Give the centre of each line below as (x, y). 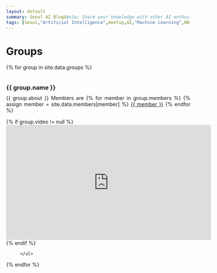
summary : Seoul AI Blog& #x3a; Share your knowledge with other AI (89, 17)
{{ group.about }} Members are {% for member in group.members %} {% (98, 98)
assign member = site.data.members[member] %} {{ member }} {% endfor (98, 104)
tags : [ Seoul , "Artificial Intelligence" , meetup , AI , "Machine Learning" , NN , (99, 22)
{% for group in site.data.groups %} (49, 67)
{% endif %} (21, 243)
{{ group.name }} (31, 88)
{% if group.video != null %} (40, 122)
